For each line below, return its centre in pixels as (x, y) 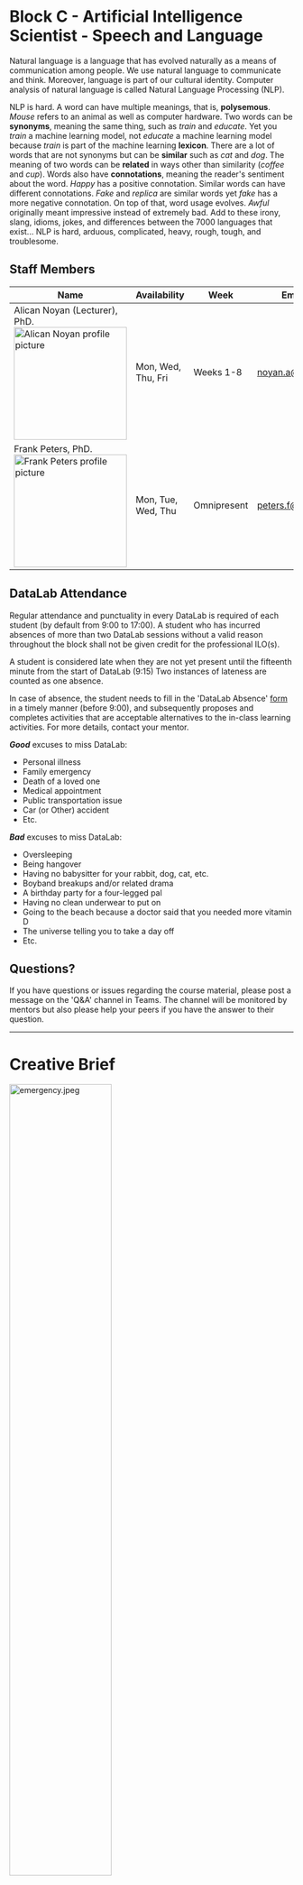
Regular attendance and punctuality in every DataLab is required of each (144, 615)
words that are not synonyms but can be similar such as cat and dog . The (147, 154)
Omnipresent (221, 505)
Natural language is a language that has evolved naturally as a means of (143, 60)
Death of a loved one (61, 781)
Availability (160, 295)
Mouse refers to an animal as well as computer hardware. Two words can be (151, 116)
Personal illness (51, 762)
